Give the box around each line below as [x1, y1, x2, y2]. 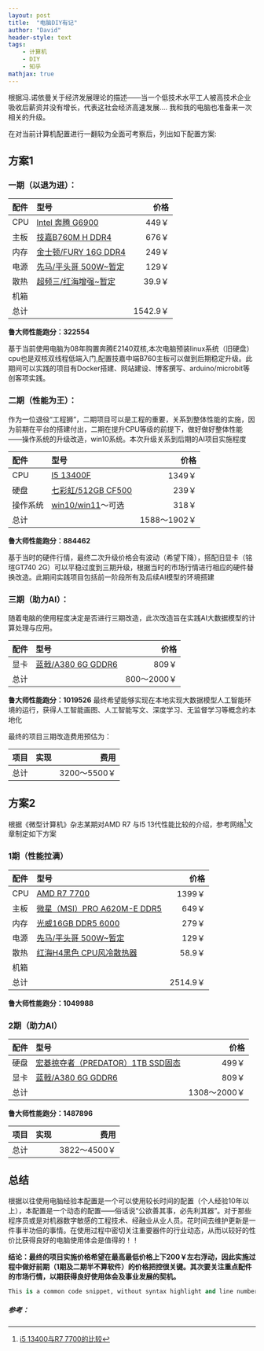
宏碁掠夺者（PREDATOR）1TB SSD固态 [35, 1057, 181, 1068]
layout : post [8, 11, 51, 20]
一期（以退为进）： [8, 179, 77, 190]
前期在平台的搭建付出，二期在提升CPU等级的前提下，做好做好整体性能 [14, 424, 244, 433]
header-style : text [8, 33, 72, 42]
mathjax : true [8, 70, 55, 78]
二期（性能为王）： [8, 395, 77, 406]
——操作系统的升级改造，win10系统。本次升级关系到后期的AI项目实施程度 [8, 434, 247, 444]
